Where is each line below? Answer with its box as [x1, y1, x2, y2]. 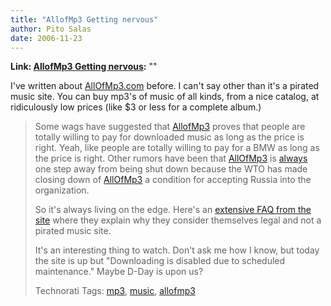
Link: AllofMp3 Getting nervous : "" [10, 61, 158, 73]
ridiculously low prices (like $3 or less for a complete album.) [10, 101, 262, 113]
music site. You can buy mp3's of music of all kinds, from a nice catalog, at [10, 91, 320, 103]
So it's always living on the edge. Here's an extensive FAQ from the [34, 204, 312, 216]
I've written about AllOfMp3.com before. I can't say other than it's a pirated [10, 80, 320, 92]
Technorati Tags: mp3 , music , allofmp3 [34, 285, 196, 297]
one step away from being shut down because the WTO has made [34, 163, 308, 175]
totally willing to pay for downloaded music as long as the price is [34, 131, 305, 143]
